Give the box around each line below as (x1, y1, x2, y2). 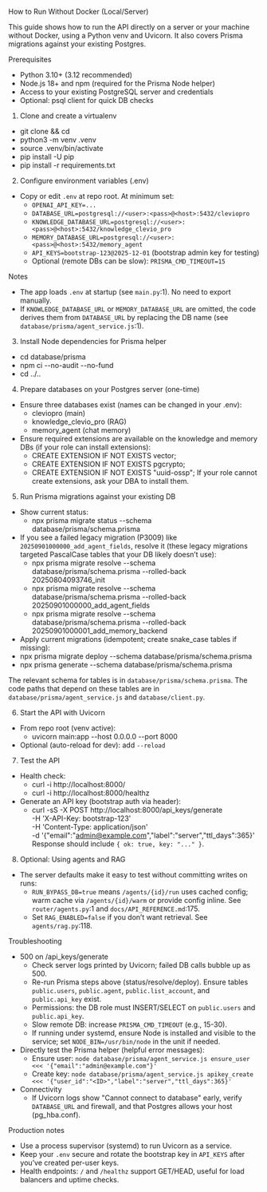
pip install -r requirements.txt (19, 160, 116, 170)
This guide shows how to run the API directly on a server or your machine (8, 22, 249, 31)
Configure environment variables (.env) (19, 176, 149, 185)
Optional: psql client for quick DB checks (19, 96, 154, 105)
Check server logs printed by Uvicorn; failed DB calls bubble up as (31, 960, 251, 969)
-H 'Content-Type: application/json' (31, 822, 148, 831)
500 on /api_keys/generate (19, 952, 109, 961)
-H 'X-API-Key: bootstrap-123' (31, 814, 132, 823)
